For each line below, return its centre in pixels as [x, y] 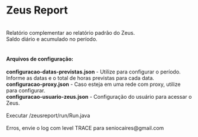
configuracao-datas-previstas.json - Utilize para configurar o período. [94, 72]
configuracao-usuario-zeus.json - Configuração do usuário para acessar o [99, 97]
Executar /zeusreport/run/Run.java [48, 116]
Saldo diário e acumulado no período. [52, 39]
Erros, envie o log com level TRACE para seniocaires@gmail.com [85, 128]
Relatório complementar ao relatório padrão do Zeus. [71, 32]
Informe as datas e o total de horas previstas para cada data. [80, 78]
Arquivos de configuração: [40, 59]
